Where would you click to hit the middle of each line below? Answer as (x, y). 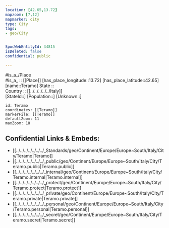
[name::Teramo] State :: (30, 86)
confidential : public (28, 56)
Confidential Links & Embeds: (52, 139)
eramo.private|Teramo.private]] (45, 199)
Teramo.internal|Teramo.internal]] (48, 177)
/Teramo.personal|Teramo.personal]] (51, 209)
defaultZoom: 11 (22, 119)
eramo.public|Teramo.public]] (43, 167)
